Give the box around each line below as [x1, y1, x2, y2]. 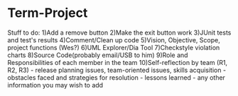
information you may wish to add [7, 80, 104, 89]
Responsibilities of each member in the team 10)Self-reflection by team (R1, [7, 58, 228, 66]
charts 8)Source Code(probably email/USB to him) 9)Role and [7, 51, 188, 59]
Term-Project [7, 5, 88, 21]
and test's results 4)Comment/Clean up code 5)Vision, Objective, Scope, [7, 35, 220, 44]
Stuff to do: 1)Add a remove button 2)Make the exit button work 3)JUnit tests [7, 28, 232, 37]
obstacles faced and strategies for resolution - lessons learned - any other [7, 73, 226, 82]
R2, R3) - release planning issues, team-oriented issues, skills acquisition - [7, 66, 226, 74]
